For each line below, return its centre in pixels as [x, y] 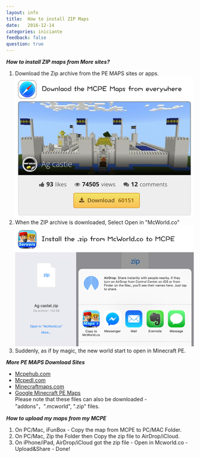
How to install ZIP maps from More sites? [58, 62]
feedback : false [26, 38]
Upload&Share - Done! [42, 449]
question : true [25, 44]
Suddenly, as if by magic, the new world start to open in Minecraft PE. [100, 351]
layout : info [22, 13]
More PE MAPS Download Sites [46, 362]
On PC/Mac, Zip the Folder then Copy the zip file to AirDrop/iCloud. [97, 437]
